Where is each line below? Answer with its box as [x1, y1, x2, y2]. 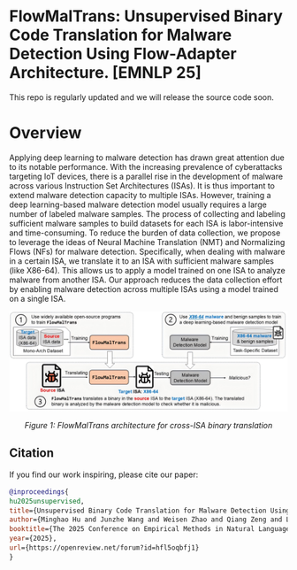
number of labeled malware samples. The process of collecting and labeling [9, 208, 286, 219]
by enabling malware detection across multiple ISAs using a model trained [9, 283, 278, 294]
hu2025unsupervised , [9, 497, 86, 505]
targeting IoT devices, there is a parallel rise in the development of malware [9, 171, 284, 181]
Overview [9, 123, 82, 143]
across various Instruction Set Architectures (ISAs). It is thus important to [9, 180, 276, 191]
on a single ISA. [9, 293, 66, 304]
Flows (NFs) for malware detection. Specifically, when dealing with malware [9, 246, 286, 257]
